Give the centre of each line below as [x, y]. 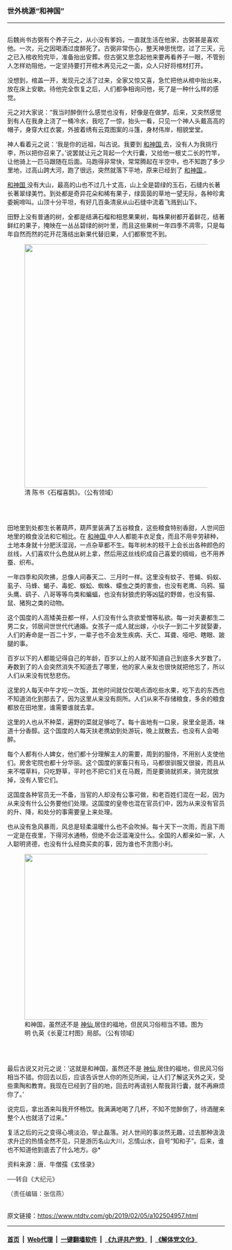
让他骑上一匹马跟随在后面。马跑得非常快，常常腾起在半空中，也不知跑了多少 [116, 162]
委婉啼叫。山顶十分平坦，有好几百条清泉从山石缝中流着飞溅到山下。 [104, 202]
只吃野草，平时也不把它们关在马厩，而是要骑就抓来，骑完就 [128, 771]
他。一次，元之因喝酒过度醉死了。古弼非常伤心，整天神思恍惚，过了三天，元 [116, 48]
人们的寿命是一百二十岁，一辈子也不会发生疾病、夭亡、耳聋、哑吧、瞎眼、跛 [116, 635]
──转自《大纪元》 [33, 1179]
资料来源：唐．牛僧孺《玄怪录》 [52, 1164]
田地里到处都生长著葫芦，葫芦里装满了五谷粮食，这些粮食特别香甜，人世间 [113, 528]
